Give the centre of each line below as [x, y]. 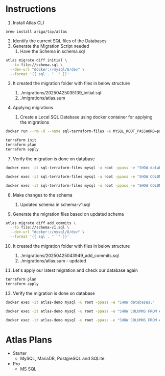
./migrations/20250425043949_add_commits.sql [69, 256]
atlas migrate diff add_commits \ [41, 223]
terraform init [21, 140]
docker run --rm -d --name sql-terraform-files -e [58, 131]
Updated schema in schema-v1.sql [55, 204]
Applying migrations [33, 108]
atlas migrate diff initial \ [36, 60]
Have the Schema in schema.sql [52, 51]
